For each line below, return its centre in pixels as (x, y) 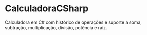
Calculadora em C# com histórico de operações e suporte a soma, (73, 22)
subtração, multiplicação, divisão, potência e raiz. (56, 27)
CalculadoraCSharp (47, 9)
